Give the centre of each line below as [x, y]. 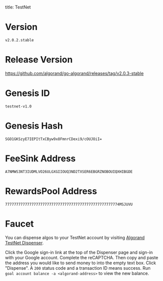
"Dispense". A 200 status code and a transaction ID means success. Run [78, 268]
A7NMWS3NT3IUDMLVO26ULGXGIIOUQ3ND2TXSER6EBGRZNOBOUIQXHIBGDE [69, 172]
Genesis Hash [34, 126]
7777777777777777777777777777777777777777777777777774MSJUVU [69, 204]
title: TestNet [18, 7]
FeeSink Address [41, 158]
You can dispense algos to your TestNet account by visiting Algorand [75, 237]
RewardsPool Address [51, 191]
